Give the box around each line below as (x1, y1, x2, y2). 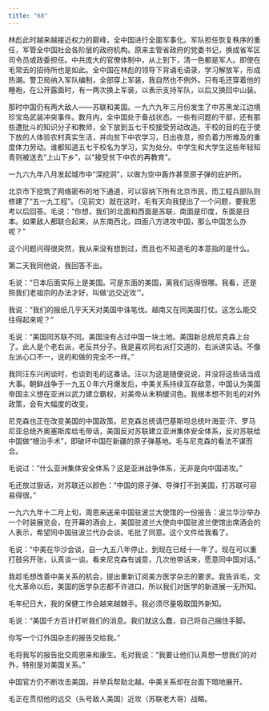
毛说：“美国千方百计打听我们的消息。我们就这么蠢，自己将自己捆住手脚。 (8, 616, 251, 625)
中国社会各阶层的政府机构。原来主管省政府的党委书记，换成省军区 (42, 45, 261, 55)
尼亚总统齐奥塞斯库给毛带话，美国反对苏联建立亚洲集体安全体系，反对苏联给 (8, 426, 261, 436)
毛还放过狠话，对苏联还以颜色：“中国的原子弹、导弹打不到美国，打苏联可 (8, 480, 251, 490)
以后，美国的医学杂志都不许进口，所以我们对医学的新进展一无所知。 (35, 581, 261, 591)
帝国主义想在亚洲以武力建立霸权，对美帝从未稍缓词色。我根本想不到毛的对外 (8, 388, 261, 398)
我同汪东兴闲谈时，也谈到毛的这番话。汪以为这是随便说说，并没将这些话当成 (8, 368, 261, 378)
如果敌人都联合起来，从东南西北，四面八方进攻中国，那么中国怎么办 (22, 216, 247, 225)
